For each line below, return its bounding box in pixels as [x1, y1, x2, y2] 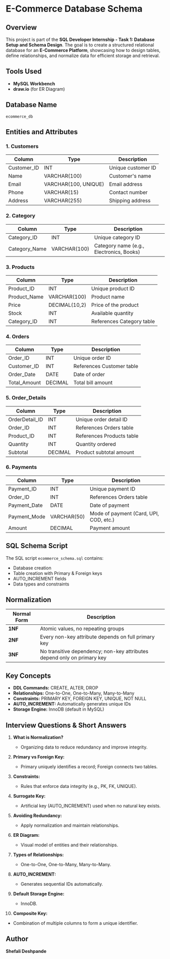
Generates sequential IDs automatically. [20, 881, 103, 887]
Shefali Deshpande [6, 948, 47, 954]
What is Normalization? [13, 734, 64, 740]
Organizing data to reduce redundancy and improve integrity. [20, 744, 148, 750]
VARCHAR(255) [44, 197, 82, 204]
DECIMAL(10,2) [48, 301, 87, 308]
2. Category [6, 212, 36, 220]
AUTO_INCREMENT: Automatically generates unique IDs [13, 701, 131, 707]
